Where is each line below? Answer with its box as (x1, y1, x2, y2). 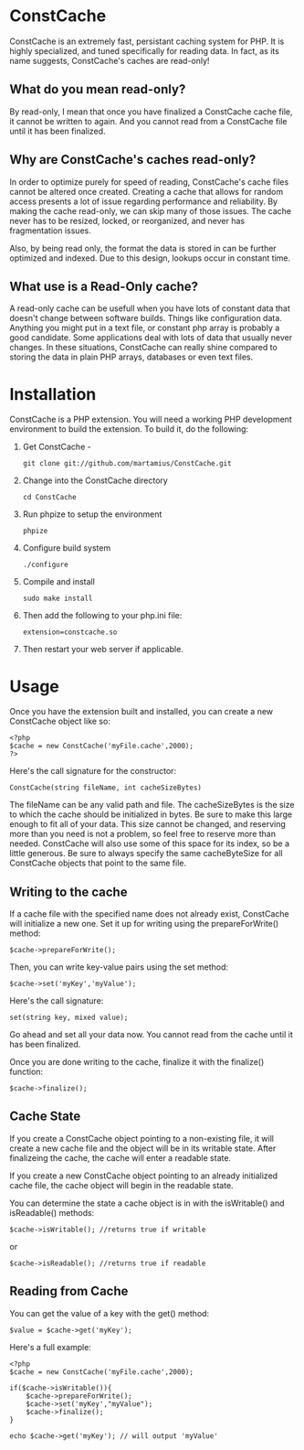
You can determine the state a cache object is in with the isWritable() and (9, 1198, 285, 1208)
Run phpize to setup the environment (22, 509, 162, 520)
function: (9, 1067, 44, 1078)
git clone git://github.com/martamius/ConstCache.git (22, 459, 232, 468)
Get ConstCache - (22, 441, 91, 453)
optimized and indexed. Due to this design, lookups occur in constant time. (9, 252, 291, 263)
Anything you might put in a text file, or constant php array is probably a (9, 322, 280, 334)
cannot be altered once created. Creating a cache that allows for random (9, 186, 284, 197)
